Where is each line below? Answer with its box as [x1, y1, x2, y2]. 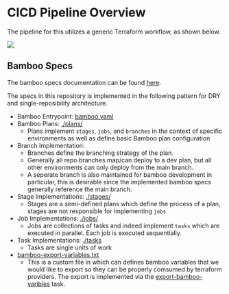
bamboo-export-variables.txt [16, 250, 99, 258]
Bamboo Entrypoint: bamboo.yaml [16, 112, 114, 121]
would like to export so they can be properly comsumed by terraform [27, 265, 223, 273]
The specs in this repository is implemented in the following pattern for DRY [7, 91, 221, 100]
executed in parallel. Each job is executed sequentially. [27, 228, 182, 237]
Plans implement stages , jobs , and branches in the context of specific [27, 127, 223, 135]
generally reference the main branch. [27, 185, 132, 193]
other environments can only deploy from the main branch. [27, 163, 194, 171]
